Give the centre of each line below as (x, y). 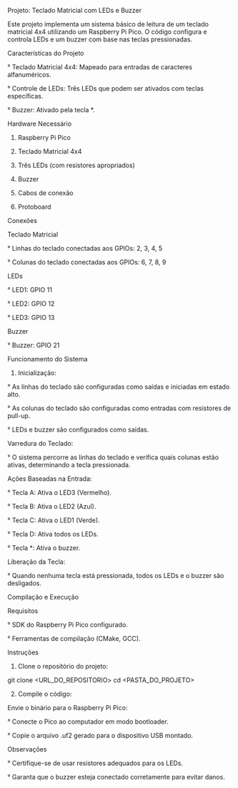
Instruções (23, 652)
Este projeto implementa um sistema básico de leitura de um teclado (108, 24)
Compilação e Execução (43, 597)
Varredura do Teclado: (40, 443)
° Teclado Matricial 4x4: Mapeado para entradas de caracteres (100, 67)
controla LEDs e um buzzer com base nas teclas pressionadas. (100, 39)
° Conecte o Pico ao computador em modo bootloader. (88, 722)
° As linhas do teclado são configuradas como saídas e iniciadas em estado (119, 386)
